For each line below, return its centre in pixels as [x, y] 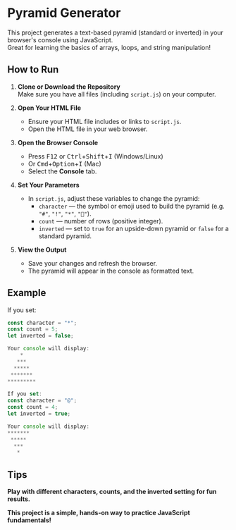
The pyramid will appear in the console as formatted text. [111, 271]
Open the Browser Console [58, 142]
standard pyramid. [65, 236]
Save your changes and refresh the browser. [92, 263]
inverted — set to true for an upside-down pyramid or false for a [133, 228]
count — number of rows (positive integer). [101, 221]
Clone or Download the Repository [69, 87]
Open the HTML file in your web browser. [88, 129]
